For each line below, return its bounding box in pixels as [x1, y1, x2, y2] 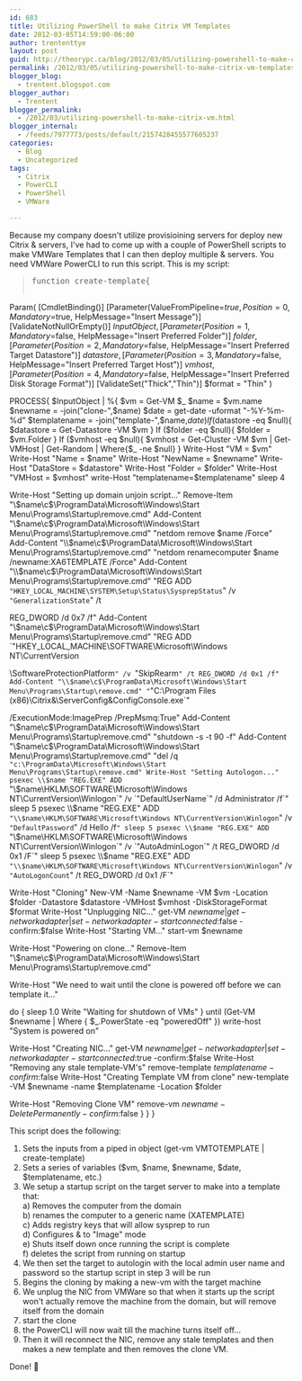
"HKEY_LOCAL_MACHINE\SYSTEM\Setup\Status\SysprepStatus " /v [9, 585, 236, 596]
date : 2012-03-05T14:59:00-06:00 [9, 30, 135, 39]
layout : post [9, 47, 58, 56]
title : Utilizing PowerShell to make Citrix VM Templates [9, 22, 231, 31]
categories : [9, 139, 54, 148]
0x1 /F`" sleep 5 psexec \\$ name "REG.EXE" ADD [9, 850, 191, 861]
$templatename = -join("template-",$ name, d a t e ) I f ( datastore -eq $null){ [27, 415, 292, 426]
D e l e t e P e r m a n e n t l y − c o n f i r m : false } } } [9, 1107, 155, 1118]
